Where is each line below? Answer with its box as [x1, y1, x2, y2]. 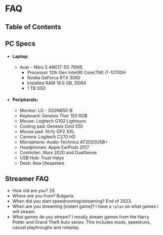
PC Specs [5, 39, 36, 47]
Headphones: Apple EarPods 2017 [19, 144, 89, 150]
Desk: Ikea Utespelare [19, 160, 65, 166]
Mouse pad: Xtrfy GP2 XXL [19, 129, 75, 135]
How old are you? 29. [12, 188, 56, 193]
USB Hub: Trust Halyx [19, 155, 64, 161]
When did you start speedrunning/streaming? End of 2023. [12, 198, 132, 204]
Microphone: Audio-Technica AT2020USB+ [19, 139, 108, 145]
